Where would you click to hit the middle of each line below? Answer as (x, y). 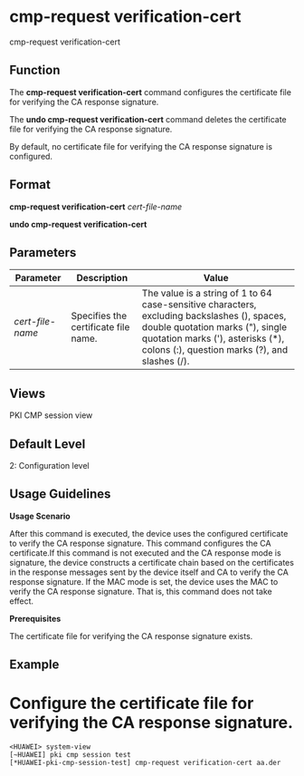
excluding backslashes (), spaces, (214, 316)
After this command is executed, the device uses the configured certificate (149, 533)
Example (34, 665)
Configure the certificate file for (132, 703)
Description (102, 278)
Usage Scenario (40, 516)
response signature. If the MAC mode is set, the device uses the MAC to (144, 581)
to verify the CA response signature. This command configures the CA (140, 543)
